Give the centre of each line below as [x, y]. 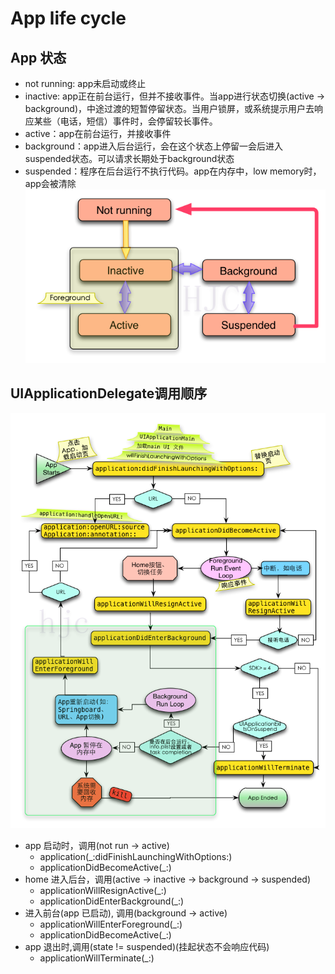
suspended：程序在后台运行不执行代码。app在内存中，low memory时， [173, 171]
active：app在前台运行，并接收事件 [98, 133]
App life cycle [68, 18]
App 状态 [38, 57]
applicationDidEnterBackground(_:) [112, 901]
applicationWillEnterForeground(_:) [111, 924]
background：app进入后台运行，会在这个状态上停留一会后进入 [153, 146]
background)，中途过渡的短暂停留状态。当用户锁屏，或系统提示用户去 [169, 108]
